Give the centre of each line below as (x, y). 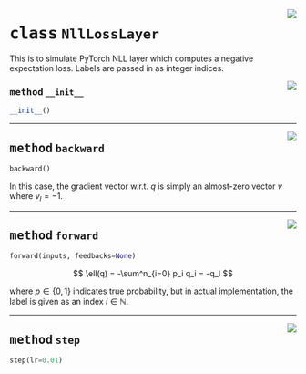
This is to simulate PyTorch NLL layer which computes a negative (132, 58)
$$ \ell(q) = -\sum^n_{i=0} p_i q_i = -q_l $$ (153, 274)
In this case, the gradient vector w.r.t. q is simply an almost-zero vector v (146, 186)
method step (45, 339)
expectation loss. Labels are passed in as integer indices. (117, 68)
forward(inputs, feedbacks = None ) (73, 256)
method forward (54, 235)
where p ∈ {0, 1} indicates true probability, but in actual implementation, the (152, 291)
